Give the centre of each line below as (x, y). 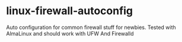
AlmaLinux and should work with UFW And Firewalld (70, 33)
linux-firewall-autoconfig (70, 11)
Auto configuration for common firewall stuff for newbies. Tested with (91, 27)
